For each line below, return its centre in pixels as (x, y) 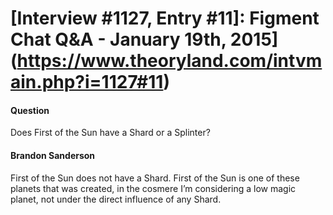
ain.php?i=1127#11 (87, 82)
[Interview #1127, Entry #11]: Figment (165, 18)
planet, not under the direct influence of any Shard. (116, 199)
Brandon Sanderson (53, 155)
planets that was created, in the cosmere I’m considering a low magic (153, 188)
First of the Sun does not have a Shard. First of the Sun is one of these (155, 178)
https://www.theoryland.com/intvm (169, 61)
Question (30, 110)
